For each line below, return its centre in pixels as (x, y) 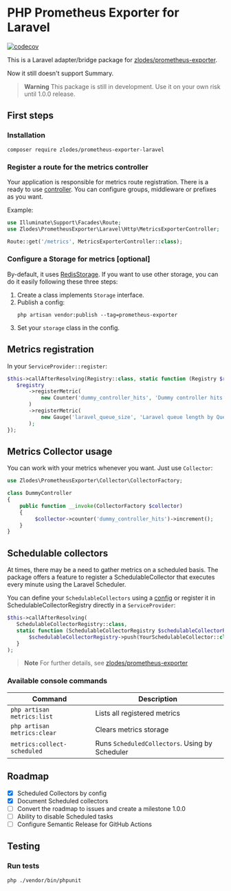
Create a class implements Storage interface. (80, 295)
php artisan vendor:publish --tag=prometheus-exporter (97, 315)
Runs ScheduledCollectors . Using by (154, 743)
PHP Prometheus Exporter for (93, 13)
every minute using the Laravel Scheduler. (67, 585)
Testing (24, 846)
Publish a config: (41, 302)
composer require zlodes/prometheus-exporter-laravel (86, 150)
